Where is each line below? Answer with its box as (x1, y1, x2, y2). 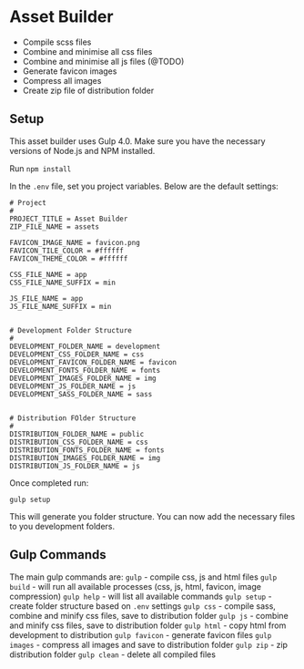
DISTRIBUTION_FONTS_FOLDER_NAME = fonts (9, 445, 166, 455)
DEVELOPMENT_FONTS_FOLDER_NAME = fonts (9, 365, 161, 375)
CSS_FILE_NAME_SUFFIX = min (9, 278, 117, 287)
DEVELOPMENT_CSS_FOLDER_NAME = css (9, 349, 145, 359)
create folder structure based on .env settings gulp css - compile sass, (9, 600, 276, 612)
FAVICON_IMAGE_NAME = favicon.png (9, 238, 141, 247)
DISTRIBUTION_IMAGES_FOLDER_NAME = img (9, 453, 161, 462)
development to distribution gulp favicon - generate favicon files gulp (9, 629, 272, 640)
